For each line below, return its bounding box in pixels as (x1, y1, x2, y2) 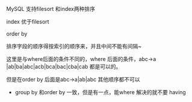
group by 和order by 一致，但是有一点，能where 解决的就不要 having (14, 89, 187, 95)
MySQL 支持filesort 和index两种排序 (6, 5, 95, 12)
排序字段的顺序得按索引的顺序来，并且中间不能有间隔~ (6, 43, 142, 49)
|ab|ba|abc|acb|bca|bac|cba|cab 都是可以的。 (6, 63, 122, 70)
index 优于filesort (6, 18, 49, 25)
